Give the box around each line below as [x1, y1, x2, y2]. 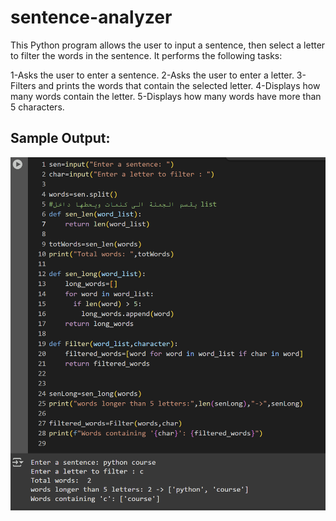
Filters [10, 79, 37, 91]
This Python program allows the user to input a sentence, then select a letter [10, 39, 326, 51]
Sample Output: [10, 130, 111, 147]
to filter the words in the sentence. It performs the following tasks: [10, 49, 283, 61]
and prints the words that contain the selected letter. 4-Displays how [38, 79, 321, 91]
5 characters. [10, 101, 65, 113]
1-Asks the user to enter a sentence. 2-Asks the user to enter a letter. [10, 69, 295, 81]
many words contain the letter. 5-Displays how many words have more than [10, 90, 322, 102]
